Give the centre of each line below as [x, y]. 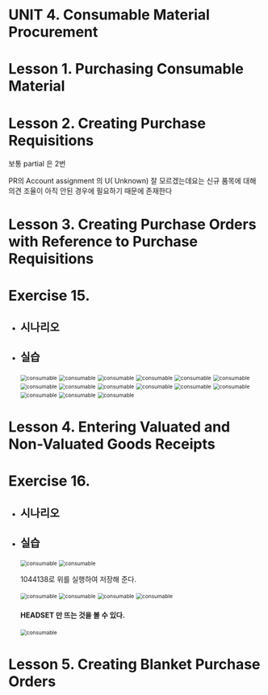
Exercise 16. [49, 481]
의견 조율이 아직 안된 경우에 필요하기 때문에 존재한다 [90, 191]
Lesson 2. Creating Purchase [107, 123]
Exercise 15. [49, 295]
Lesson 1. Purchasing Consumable [126, 69]
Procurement [53, 32]
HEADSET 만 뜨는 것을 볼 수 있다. [72, 615]
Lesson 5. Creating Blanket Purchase [134, 664]
